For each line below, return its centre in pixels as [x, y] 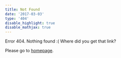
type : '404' [17, 18]
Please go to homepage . [30, 51]
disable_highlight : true [30, 23]
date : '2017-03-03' [25, 14]
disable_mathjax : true [28, 28]
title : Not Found [23, 9]
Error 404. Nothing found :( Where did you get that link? [60, 41]
